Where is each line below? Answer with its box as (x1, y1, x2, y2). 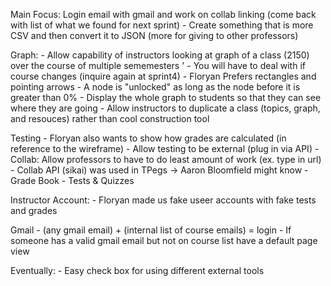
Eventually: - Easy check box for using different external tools (10, 265, 265, 276)
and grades (10, 205, 58, 216)
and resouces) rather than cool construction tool (10, 113, 210, 124)
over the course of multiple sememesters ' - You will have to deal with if (10, 60, 306, 71)
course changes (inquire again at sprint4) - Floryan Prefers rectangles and (10, 70, 317, 82)
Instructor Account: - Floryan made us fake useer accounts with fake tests (10, 194, 317, 206)
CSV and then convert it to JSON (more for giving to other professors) (10, 30, 299, 41)
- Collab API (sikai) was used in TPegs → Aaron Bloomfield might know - (10, 164, 309, 176)
